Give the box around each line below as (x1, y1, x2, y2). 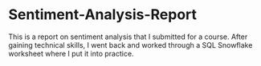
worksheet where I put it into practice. (8, 49, 134, 58)
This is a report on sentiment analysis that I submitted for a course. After (8, 32, 248, 41)
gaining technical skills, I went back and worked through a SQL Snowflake (8, 40, 253, 49)
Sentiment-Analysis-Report (8, 6, 198, 24)
